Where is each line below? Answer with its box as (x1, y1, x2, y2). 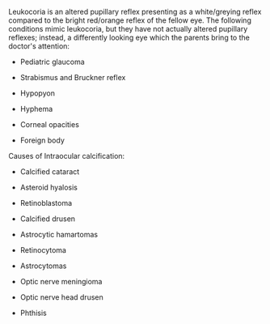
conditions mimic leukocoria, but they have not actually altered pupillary (8, 24, 248, 33)
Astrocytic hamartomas (19, 230, 99, 239)
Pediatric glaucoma (19, 57, 85, 66)
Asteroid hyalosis (19, 182, 78, 192)
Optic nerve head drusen (19, 292, 103, 302)
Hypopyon (19, 88, 55, 98)
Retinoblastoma (19, 198, 73, 207)
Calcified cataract (19, 167, 80, 177)
